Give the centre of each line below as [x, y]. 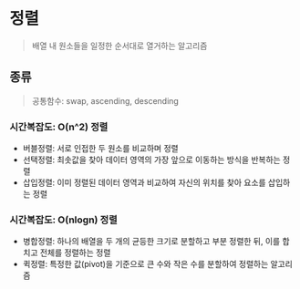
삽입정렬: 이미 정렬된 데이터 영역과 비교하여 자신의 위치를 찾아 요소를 [144, 182]
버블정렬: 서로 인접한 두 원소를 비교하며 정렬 [101, 149]
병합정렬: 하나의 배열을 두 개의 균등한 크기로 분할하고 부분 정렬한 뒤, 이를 [151, 242]
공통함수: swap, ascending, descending [105, 100]
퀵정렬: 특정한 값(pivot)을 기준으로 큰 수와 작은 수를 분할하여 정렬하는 [145, 264]
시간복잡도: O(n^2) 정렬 [59, 127]
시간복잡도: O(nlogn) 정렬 [63, 220]
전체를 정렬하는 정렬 [75, 253]
